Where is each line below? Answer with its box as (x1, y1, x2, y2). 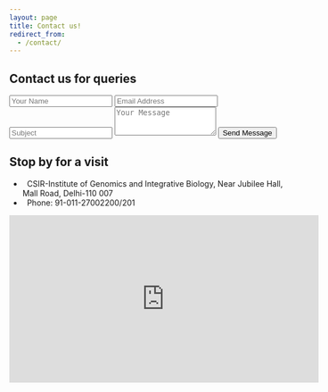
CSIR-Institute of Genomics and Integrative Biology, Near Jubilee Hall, (26, 178, 283, 188)
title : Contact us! (9, 21, 82, 30)
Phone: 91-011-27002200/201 (26, 197, 135, 208)
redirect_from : (9, 29, 66, 38)
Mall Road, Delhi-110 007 (21, 188, 113, 198)
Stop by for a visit (9, 154, 109, 170)
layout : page (9, 13, 58, 22)
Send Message (222, 129, 273, 138)
